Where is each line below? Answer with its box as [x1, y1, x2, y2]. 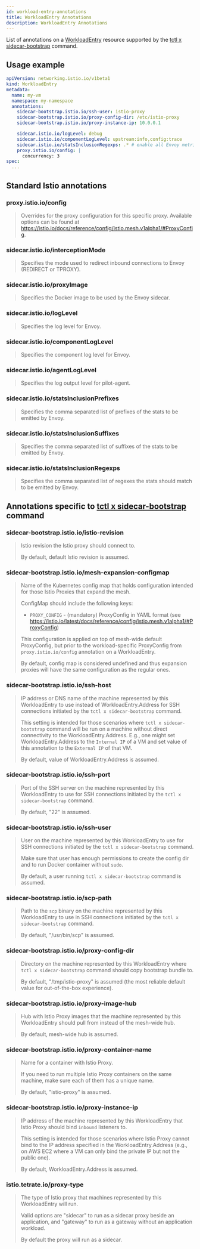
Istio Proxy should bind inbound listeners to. [20, 1123, 127, 1130]
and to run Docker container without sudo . [20, 861, 123, 868]
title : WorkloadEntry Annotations [6, 14, 92, 20]
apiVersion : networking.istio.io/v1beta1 [6, 76, 111, 82]
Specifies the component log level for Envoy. [20, 351, 131, 358]
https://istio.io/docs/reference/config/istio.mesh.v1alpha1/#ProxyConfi [20, 224, 193, 231]
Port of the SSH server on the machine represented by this [20, 784, 165, 791]
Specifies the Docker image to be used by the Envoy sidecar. [20, 294, 171, 301]
